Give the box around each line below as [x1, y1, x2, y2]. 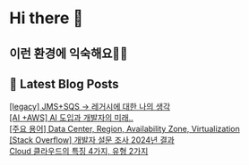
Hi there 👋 [9, 8, 83, 29]
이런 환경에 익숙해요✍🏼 [9, 45, 128, 61]
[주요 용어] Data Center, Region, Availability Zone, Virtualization [9, 124, 240, 135]
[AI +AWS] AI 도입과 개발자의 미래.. [9, 112, 134, 123]
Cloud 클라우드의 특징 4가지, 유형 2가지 [9, 146, 149, 157]
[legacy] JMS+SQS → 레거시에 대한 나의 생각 [9, 102, 171, 112]
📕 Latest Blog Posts [9, 76, 119, 92]
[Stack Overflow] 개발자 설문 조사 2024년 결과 [9, 135, 175, 145]
